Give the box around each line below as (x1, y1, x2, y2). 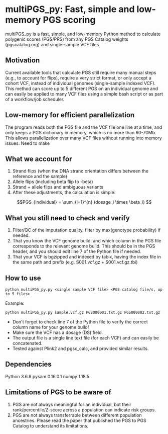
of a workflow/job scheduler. (5, 96, 65, 102)
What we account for (5, 154, 72, 163)
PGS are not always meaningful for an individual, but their (12, 401, 132, 407)
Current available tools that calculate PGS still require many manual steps (5, 69, 156, 75)
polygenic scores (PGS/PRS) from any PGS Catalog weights (5, 36, 129, 42)
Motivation (5, 56, 40, 65)
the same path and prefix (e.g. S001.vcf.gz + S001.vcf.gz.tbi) (12, 259, 138, 265)
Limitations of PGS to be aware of (5, 388, 111, 397)
